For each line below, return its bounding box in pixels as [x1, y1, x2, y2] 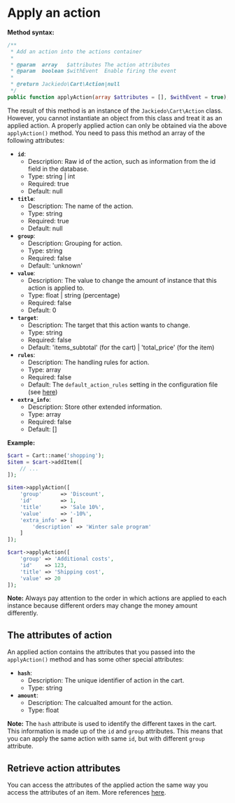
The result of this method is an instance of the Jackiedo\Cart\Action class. [7, 106, 223, 115]
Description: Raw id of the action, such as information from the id [27, 157, 216, 165]
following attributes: [7, 136, 65, 144]
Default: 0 [27, 306, 57, 314]
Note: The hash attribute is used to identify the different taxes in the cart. [7, 720, 217, 728]
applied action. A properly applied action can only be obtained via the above [7, 121, 227, 130]
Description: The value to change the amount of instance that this [27, 276, 217, 284]
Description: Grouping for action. [27, 239, 123, 247]
